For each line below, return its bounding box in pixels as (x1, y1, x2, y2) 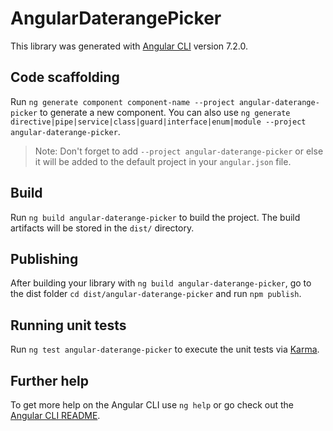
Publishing (10, 250, 79, 267)
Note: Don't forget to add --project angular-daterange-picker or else (34, 145, 324, 157)
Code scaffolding (10, 69, 120, 86)
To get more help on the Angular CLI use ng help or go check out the (10, 399, 294, 411)
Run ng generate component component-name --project (10, 95, 235, 107)
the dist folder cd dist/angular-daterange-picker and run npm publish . (10, 288, 302, 300)
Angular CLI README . (10, 410, 101, 421)
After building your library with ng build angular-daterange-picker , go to (10, 277, 312, 289)
